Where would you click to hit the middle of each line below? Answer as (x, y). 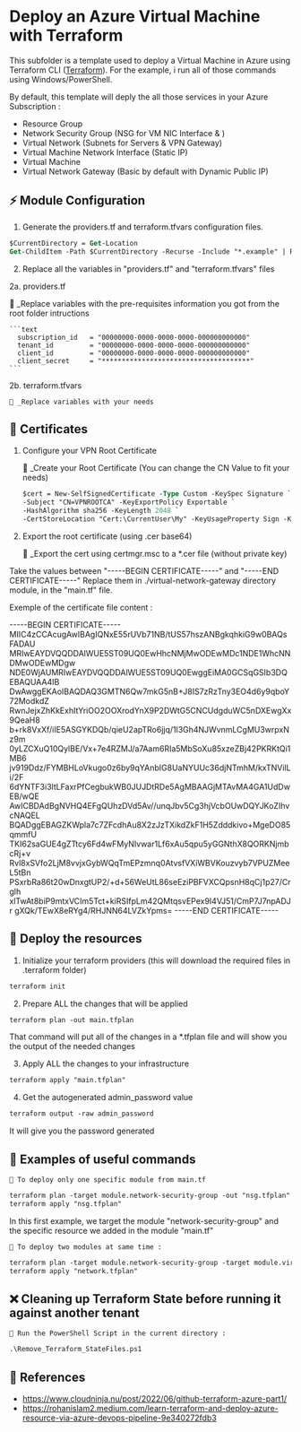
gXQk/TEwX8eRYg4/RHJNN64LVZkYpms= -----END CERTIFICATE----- (147, 910)
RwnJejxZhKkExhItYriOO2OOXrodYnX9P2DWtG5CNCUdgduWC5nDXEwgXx (150, 710)
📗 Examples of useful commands (103, 1159)
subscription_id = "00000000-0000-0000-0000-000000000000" (134, 337)
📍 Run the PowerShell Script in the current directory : (118, 1333)
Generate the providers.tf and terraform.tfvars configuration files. (143, 227)
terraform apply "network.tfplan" (74, 1271)
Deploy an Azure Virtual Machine (135, 17)
